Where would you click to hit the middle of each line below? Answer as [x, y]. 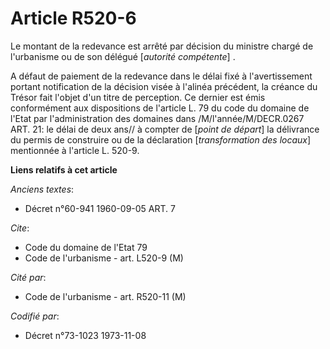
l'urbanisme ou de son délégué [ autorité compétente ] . [123, 56]
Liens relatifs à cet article [64, 169]
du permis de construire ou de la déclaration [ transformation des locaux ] [161, 139]
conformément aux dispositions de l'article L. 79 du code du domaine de [160, 108]
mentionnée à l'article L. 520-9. [75, 150]
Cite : [20, 228]
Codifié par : [35, 316]
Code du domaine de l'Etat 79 [86, 247]
